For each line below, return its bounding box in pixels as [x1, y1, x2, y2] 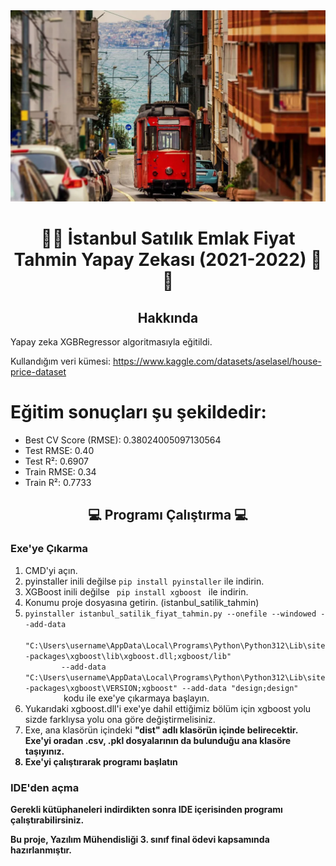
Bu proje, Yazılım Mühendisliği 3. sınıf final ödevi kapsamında [10, 834, 270, 846]
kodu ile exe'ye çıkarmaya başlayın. [63, 692, 210, 704]
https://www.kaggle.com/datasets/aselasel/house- [112, 355, 322, 368]
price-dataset [10, 366, 67, 378]
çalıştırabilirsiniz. [10, 814, 85, 826]
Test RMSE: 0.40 [24, 445, 95, 457]
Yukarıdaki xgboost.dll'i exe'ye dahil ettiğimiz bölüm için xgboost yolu [24, 702, 312, 714]
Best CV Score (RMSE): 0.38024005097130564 [24, 434, 222, 446]
